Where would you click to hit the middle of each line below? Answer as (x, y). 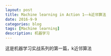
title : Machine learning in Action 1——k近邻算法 (56, 15)
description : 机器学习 (27, 33)
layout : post (19, 10)
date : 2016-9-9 (21, 19)
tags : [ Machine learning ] (32, 29)
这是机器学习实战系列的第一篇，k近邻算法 (48, 48)
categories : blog (23, 24)
